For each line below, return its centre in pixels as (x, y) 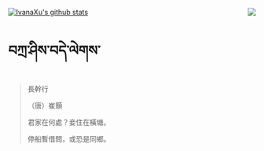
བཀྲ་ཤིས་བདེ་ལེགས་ (54, 51)
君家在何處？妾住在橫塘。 (69, 122)
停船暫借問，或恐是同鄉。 (69, 138)
